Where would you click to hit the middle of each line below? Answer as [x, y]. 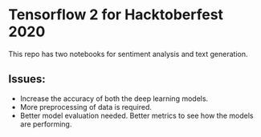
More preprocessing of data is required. [86, 107]
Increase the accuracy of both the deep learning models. [114, 99]
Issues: [27, 79]
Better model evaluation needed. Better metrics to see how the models [137, 115]
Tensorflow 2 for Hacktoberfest [116, 15]
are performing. [46, 124]
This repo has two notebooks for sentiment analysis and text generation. [128, 54]
